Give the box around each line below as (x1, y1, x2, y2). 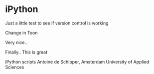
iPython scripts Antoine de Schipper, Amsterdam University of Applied (5, 58, 150, 64)
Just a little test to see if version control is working (5, 20, 109, 26)
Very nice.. (5, 39, 27, 45)
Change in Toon (5, 29, 38, 35)
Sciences (5, 64, 24, 70)
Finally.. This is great (5, 49, 48, 55)
